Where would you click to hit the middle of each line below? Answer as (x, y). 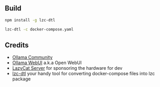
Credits (17, 45)
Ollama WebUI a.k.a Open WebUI (47, 63)
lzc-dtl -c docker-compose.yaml (39, 29)
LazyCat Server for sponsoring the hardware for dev (67, 68)
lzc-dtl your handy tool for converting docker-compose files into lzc (84, 74)
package (21, 79)
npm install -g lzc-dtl (30, 20)
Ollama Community (32, 57)
